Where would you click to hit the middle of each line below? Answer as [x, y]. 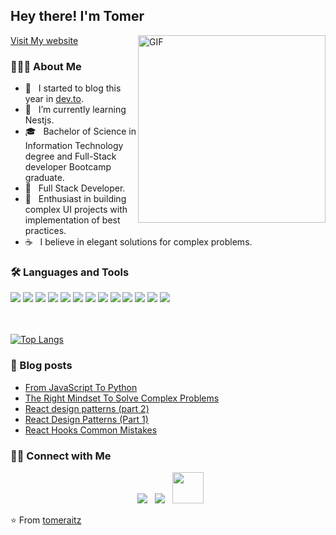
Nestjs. [39, 120]
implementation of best [72, 220]
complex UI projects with [76, 210]
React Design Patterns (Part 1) [86, 419]
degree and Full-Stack [70, 156]
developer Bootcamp [68, 167]
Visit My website [44, 40]
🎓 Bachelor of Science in [80, 131]
